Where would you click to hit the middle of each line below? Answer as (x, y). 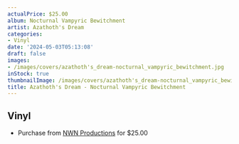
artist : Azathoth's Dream (46, 27)
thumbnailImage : (31, 80)
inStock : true (28, 73)
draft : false (27, 54)
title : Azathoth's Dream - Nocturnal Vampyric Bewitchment (97, 87)
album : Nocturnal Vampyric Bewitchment (67, 21)
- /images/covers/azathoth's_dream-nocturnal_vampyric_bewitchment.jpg (116, 67)
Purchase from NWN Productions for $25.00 (83, 133)
